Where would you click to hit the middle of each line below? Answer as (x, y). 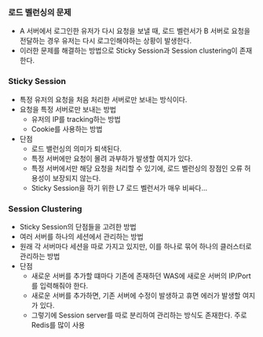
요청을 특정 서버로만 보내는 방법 (68, 109)
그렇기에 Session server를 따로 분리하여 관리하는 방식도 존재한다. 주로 (139, 315)
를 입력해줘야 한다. (60, 285)
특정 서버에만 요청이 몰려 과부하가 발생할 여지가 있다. (112, 158)
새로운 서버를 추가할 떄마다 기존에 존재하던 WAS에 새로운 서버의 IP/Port (141, 276)
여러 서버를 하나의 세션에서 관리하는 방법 (81, 236)
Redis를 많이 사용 (58, 324)
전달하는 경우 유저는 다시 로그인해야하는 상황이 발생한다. (106, 41)
